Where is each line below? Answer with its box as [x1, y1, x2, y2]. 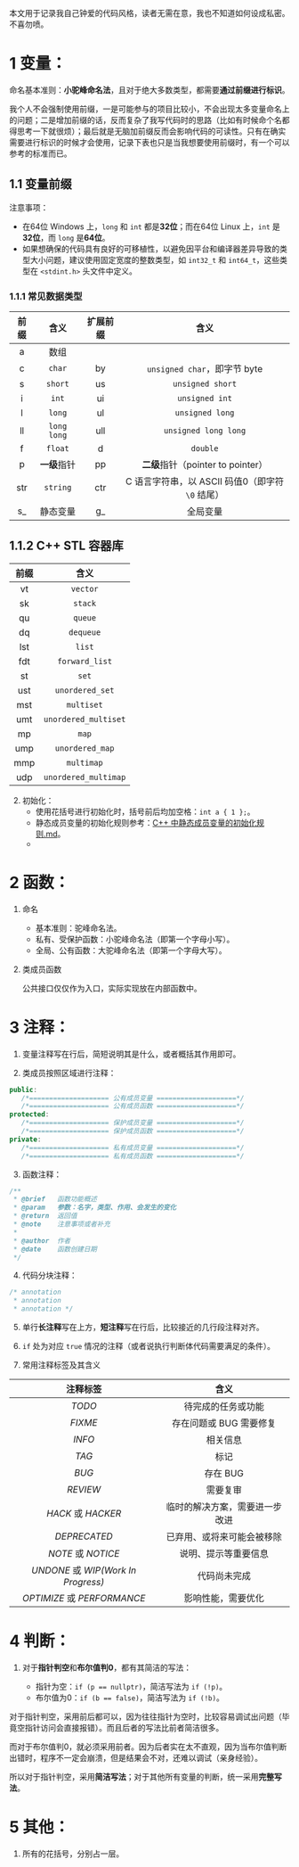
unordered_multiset [43, 714, 126, 724]
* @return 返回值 [12, 1212, 77, 1221]
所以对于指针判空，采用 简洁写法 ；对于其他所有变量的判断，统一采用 [9, 1772, 259, 1782]
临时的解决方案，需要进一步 [166, 1501, 282, 1513]
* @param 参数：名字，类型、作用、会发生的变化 [12, 1203, 176, 1213]
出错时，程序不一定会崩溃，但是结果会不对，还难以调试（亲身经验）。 [9, 1753, 263, 1764]
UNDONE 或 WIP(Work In [30, 1564, 137, 1576]
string [44, 482, 72, 493]
